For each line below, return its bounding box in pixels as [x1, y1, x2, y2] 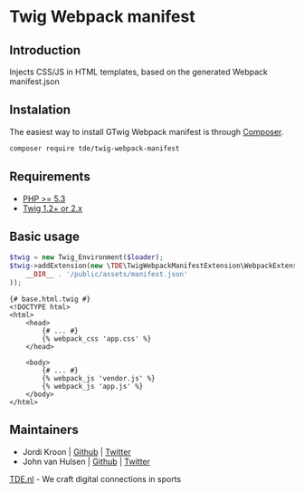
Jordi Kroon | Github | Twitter [22, 446, 131, 457]
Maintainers [9, 422, 80, 438]
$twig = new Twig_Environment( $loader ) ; [9, 253, 165, 262]
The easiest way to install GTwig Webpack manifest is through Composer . [9, 126, 284, 137]
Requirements [9, 169, 90, 185]
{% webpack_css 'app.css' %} [42, 333, 152, 343]
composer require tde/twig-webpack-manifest [9, 143, 180, 153]
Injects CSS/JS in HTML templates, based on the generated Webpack [9, 66, 269, 77]
